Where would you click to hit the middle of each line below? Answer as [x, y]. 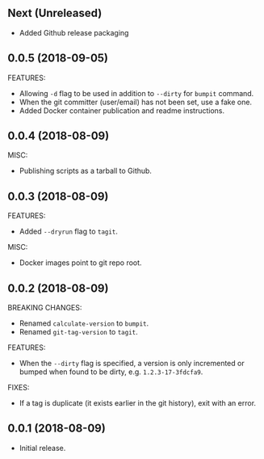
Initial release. [42, 448]
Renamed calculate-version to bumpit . [84, 323]
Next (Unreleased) [55, 13]
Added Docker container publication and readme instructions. [122, 110]
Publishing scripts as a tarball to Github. [86, 171]
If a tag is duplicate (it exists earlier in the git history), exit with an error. [137, 403]
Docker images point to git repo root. [80, 263]
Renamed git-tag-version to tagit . [78, 332]
